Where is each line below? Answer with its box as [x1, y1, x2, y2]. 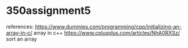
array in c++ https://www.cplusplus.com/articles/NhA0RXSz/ [33, 29, 180, 36]
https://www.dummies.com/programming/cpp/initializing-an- [34, 23, 182, 30]
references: [6, 23, 34, 30]
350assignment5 [6, 4, 92, 17]
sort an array [6, 35, 37, 42]
